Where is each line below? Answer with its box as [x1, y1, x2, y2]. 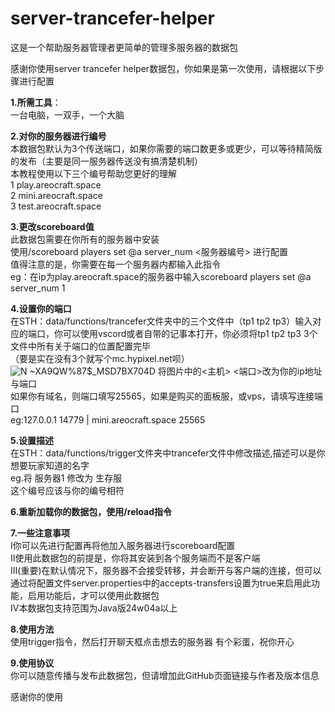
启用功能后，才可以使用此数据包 [27, 589, 160, 601]
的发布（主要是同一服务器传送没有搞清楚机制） [10, 155, 203, 167]
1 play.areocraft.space [10, 178, 102, 191]
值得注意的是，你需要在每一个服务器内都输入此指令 [10, 258, 221, 270]
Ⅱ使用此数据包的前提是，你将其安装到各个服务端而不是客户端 [10, 552, 261, 564]
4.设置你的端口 [10, 302, 72, 314]
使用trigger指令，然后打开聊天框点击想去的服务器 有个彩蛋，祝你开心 [10, 635, 295, 647]
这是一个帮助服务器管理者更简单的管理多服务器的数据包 [10, 41, 238, 53]
